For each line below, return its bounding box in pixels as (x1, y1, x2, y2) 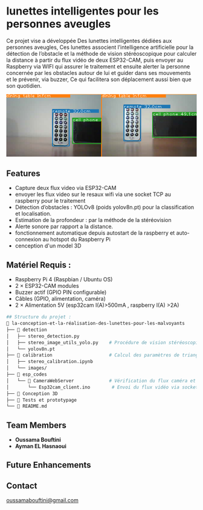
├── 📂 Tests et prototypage (6, 397, 77, 403)
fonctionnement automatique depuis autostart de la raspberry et (14, 229, 175, 237)
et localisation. (14, 210, 51, 217)
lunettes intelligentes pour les (6, 4, 159, 18)
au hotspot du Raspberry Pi (42, 236, 111, 243)
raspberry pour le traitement (14, 197, 86, 204)
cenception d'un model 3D (14, 242, 82, 249)
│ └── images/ (6, 365, 47, 371)
